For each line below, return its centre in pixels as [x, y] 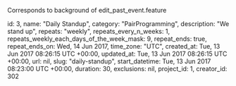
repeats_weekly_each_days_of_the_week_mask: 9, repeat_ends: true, [107, 39]
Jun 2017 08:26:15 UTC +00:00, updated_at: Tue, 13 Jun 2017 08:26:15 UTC [117, 54]
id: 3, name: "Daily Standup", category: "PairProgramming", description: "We [118, 24]
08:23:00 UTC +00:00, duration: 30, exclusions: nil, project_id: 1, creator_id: [117, 69]
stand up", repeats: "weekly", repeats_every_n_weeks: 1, [89, 31]
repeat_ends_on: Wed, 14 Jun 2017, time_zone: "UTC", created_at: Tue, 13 [114, 46]
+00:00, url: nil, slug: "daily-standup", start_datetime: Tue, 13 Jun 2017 [109, 61]
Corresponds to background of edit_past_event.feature [87, 10]
